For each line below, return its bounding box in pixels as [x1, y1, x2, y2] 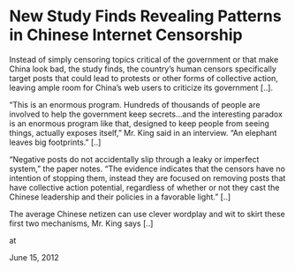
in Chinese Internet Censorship [9, 25, 243, 45]
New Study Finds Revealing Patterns [9, 6, 282, 26]
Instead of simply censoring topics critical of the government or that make [9, 54, 279, 64]
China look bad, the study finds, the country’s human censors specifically [9, 64, 276, 74]
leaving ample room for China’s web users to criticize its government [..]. [9, 82, 274, 93]
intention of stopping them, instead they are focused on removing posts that [9, 172, 286, 183]
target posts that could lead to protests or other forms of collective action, [9, 72, 278, 83]
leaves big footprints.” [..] [9, 137, 102, 147]
